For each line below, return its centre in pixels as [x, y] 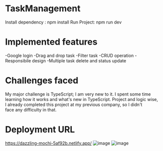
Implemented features [51, 42]
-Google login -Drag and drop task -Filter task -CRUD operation [69, 55]
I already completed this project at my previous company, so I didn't [74, 104]
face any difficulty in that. [31, 110]
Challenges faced [42, 81]
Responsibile [18, 61]
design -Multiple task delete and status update [79, 61]
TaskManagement [43, 9]
